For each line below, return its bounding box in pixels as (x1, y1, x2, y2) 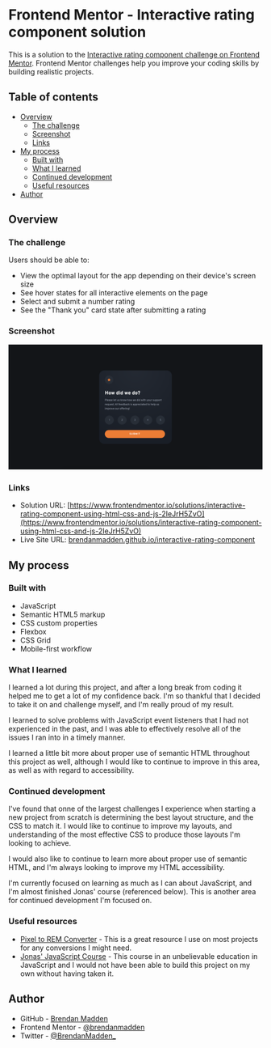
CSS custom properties (19, 617, 98, 628)
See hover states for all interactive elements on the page (19, 288, 208, 298)
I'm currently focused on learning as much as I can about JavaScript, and (8, 878, 252, 888)
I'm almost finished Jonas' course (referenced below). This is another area (8, 887, 256, 897)
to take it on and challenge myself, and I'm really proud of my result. (8, 700, 235, 710)
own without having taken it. (19, 969, 115, 978)
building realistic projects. (8, 66, 94, 76)
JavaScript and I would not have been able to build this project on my (19, 960, 251, 970)
